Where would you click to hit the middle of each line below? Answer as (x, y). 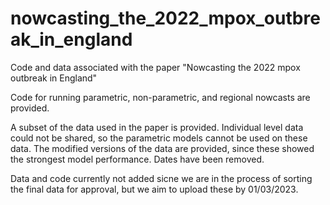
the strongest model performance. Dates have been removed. (137, 159)
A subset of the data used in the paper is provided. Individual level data (157, 127)
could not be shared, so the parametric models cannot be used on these (159, 138)
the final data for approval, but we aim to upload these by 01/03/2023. (154, 189)
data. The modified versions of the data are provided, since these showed (162, 148)
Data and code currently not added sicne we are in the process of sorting (161, 178)
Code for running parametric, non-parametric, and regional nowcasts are (160, 97)
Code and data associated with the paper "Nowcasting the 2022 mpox (155, 67)
